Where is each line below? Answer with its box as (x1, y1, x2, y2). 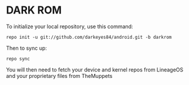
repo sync (6, 56, 31, 62)
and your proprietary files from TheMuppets (6, 72, 113, 79)
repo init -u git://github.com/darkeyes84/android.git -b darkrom (6, 34, 172, 40)
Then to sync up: (6, 45, 47, 52)
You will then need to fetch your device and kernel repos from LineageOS (6, 66, 184, 73)
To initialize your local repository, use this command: (6, 23, 133, 30)
